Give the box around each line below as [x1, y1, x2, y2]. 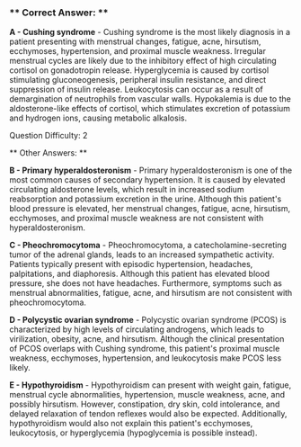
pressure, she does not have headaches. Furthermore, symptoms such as [9, 278, 283, 289]
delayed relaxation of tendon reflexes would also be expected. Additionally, [9, 408, 288, 419]
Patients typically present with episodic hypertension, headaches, [9, 259, 253, 270]
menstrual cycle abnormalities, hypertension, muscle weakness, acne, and [9, 389, 286, 400]
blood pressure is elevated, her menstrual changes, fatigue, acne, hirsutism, [9, 203, 291, 214]
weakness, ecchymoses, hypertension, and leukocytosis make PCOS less [9, 353, 282, 363]
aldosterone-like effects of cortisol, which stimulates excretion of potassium [9, 103, 290, 114]
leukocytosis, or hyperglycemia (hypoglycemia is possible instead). [9, 427, 258, 438]
